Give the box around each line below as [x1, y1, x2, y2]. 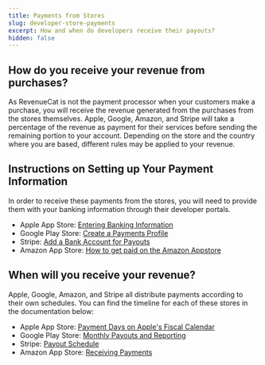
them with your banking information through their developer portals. [8, 204, 231, 214]
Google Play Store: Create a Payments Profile [19, 228, 169, 237]
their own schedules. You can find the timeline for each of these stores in [8, 298, 248, 308]
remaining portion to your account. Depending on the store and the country [8, 131, 255, 140]
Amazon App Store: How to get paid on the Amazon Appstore [19, 245, 221, 255]
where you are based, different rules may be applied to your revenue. [8, 139, 236, 149]
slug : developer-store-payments [8, 19, 115, 27]
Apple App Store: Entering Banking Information [19, 220, 173, 230]
